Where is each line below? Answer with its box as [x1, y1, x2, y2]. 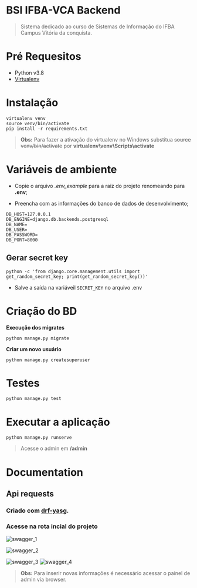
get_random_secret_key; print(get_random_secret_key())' [6, 274, 148, 280]
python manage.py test [6, 396, 62, 402]
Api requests [6, 489, 55, 499]
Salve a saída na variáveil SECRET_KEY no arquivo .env [14, 284, 142, 291]
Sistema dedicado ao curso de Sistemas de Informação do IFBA [20, 23, 175, 30]
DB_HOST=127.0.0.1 [6, 211, 51, 217]
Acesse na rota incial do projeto [6, 522, 98, 530]
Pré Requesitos [6, 50, 81, 63]
